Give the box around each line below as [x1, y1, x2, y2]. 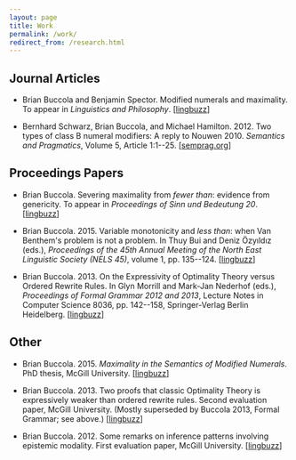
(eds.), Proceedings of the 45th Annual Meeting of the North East [21, 244, 262, 254]
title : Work [9, 21, 53, 30]
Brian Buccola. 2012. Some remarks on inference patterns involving [21, 431, 269, 441]
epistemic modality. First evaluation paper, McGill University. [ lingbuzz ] [21, 440, 283, 450]
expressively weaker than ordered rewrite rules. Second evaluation [21, 394, 268, 405]
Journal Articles [9, 70, 100, 85]
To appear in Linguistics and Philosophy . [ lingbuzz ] [21, 104, 211, 115]
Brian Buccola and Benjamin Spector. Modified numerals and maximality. [21, 94, 289, 105]
